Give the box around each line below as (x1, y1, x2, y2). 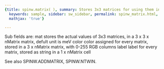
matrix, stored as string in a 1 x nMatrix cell (4, 49, 91, 55)
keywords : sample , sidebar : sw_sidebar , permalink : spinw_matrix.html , (9, 12, 159, 17)
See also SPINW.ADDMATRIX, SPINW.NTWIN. (4, 59, 96, 65)
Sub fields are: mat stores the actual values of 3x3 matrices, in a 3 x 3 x (4, 34, 149, 39)
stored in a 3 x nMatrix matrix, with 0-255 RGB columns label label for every (4, 44, 158, 50)
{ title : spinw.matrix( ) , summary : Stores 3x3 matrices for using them (4, 7, 154, 12)
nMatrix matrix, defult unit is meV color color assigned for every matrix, (4, 39, 148, 45)
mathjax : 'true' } (9, 16, 45, 21)
